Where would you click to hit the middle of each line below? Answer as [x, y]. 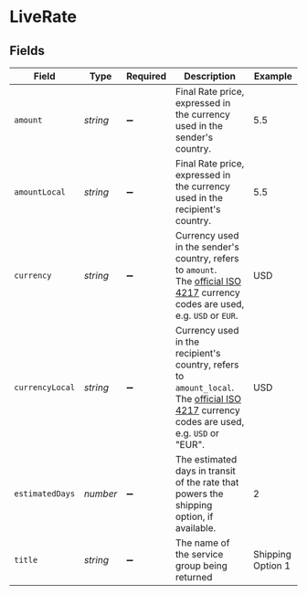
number [101, 494]
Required [147, 76]
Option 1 [271, 566]
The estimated [206, 459]
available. [196, 528]
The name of [202, 543]
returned [194, 577]
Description [210, 76]
